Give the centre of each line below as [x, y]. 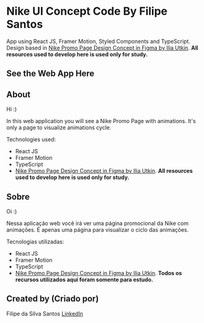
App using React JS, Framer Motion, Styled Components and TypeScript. [98, 41]
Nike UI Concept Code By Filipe [87, 11]
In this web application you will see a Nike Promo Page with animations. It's [101, 121]
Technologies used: [31, 140]
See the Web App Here [51, 74]
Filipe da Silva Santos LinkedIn [45, 313]
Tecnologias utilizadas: [35, 241]
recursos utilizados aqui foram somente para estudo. [84, 279]
